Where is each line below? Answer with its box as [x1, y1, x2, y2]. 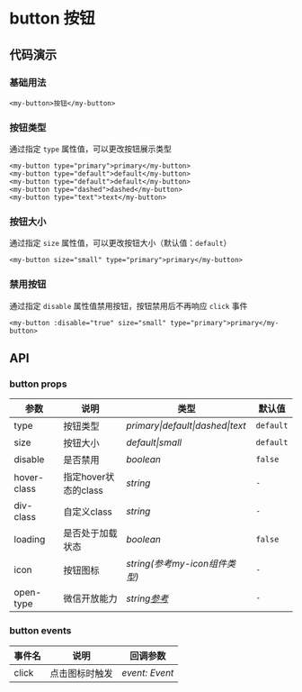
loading [13, 533, 46, 546]
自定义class [62, 505, 112, 518]
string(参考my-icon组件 [125, 558, 227, 570]
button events [9, 624, 72, 637]
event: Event [121, 666, 174, 678]
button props [9, 378, 67, 390]
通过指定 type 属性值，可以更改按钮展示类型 [9, 143, 173, 154]
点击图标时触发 [49, 667, 114, 679]
